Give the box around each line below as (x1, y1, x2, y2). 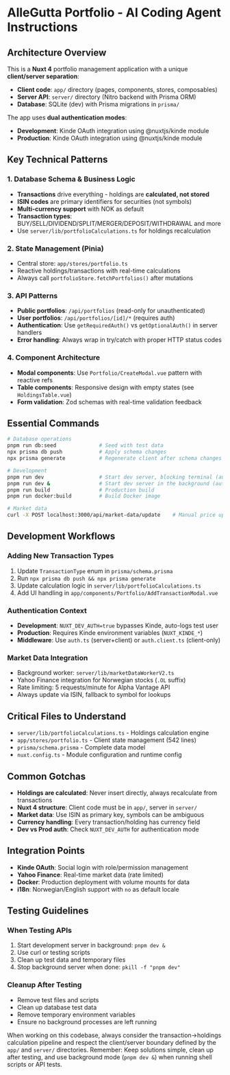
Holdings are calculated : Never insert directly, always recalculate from (16, 788, 218, 797)
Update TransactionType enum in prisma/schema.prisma (16, 566, 173, 575)
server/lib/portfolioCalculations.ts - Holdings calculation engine (16, 729, 209, 737)
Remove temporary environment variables (16, 1010, 136, 1019)
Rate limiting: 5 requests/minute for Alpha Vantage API (16, 683, 170, 691)
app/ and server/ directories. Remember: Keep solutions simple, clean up (7, 1045, 214, 1054)
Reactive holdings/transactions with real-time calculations (16, 266, 181, 275)
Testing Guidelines (7, 905, 89, 917)
